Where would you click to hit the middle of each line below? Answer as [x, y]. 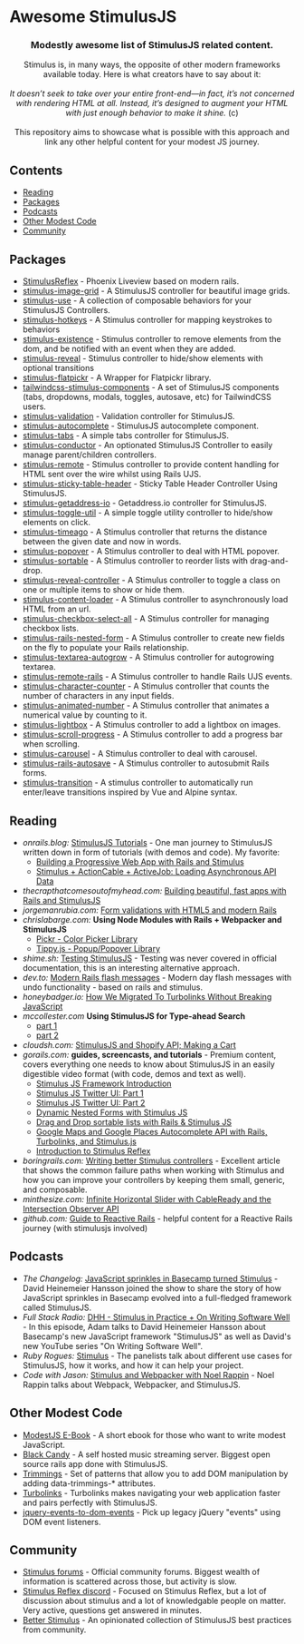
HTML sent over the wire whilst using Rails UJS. [112, 475]
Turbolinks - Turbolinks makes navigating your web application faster [151, 1492]
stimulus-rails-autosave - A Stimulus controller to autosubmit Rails [146, 763]
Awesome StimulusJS [93, 17]
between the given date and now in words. [102, 542]
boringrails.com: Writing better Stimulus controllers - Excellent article [151, 1160]
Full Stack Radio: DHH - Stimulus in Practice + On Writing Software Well [156, 1316]
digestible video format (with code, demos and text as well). [134, 1073]
